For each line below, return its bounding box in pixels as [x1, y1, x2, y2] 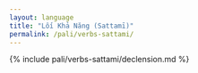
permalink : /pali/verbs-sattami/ [9, 29, 134, 38]
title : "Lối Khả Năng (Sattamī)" [9, 21, 134, 30]
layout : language [9, 12, 74, 22]
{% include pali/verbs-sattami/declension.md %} [9, 54, 190, 65]
